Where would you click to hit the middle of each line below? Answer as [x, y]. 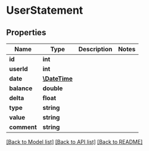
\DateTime [58, 78]
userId [18, 69]
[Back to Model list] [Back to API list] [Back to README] [74, 142]
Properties [26, 33]
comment [23, 127]
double [53, 88]
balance [21, 88]
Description [95, 49]
